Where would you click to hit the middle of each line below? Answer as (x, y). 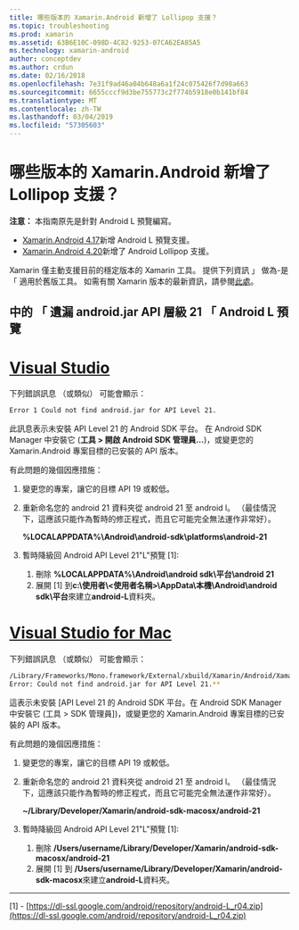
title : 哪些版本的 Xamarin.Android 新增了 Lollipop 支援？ (113, 17)
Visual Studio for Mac (90, 633)
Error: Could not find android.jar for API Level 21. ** (115, 684)
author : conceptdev (45, 59)
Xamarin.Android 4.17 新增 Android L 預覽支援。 (108, 240)
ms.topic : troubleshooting (59, 26)
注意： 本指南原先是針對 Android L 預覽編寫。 (93, 220)
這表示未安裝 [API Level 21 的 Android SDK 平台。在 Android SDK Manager (145, 702)
